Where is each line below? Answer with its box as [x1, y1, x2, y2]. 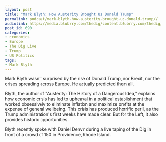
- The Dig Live [5, 44, 37, 49]
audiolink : [5, 21, 28, 26]
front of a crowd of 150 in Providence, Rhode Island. [5, 132, 111, 138]
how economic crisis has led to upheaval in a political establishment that [5, 96, 152, 102]
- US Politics [5, 53, 35, 58]
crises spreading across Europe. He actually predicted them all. [5, 81, 134, 87]
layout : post [5, 7, 32, 12]
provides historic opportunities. [5, 117, 69, 123]
